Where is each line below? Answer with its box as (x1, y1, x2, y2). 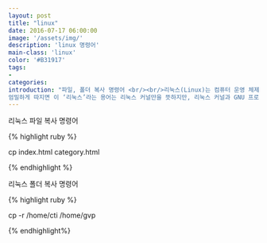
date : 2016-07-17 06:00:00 (8, 26, 98, 34)
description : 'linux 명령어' (8, 41, 100, 49)
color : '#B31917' (8, 57, 66, 65)
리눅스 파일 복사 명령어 (8, 116, 79, 126)
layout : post (8, 11, 52, 20)
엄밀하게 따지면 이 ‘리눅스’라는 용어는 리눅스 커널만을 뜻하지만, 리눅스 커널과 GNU (8, 93, 245, 101)
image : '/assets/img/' (8, 33, 83, 42)
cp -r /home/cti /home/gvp (8, 210, 96, 220)
